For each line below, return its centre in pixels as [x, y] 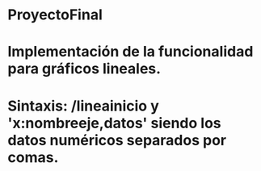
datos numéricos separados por [117, 140]
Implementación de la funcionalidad [130, 52]
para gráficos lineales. [84, 69]
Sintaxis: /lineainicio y [83, 106]
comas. [33, 157]
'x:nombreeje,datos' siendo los [114, 123]
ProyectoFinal [55, 15]
